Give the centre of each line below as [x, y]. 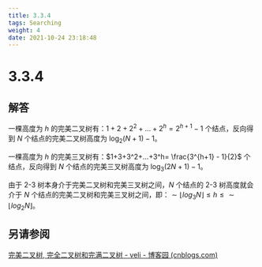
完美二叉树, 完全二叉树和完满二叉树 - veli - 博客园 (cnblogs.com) [113, 254]
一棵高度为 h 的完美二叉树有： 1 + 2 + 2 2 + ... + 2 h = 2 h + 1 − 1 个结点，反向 [127, 128]
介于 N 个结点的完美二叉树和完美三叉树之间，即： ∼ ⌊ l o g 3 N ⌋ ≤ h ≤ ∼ [122, 196]
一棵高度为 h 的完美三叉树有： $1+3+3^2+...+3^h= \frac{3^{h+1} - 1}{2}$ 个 [129, 156]
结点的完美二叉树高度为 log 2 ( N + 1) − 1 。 [96, 139]
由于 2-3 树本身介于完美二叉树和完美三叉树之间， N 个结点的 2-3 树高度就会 [131, 184]
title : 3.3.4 [30, 15]
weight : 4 [24, 30]
